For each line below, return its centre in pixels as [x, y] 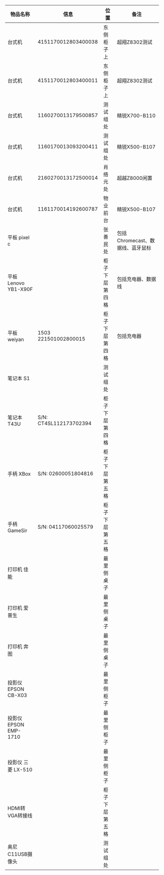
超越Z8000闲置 [135, 178]
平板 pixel [19, 237]
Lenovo [16, 283]
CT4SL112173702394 [64, 423]
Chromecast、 [133, 241]
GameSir [18, 530]
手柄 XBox [19, 474]
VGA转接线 [20, 815]
